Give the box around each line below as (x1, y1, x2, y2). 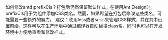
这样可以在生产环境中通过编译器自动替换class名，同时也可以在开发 (22, 23, 163, 29)
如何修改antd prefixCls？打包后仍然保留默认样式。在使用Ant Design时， (5, 4, 156, 10)
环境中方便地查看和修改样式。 (5, 29, 68, 35)
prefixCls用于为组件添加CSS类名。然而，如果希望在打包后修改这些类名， (5, 10, 158, 16)
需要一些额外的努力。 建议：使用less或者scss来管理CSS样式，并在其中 (9, 17, 158, 22)
